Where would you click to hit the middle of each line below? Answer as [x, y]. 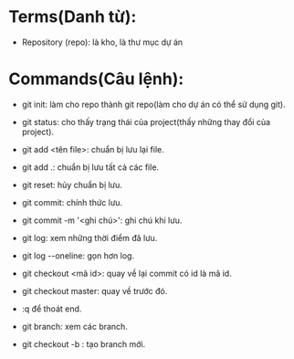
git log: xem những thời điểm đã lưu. [89, 238]
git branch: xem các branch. [75, 326]
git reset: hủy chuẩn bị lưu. [72, 185]
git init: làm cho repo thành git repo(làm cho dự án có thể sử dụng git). [153, 104]
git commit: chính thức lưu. [72, 202]
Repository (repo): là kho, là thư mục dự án [102, 42]
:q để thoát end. [52, 309]
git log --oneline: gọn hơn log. [78, 255]
